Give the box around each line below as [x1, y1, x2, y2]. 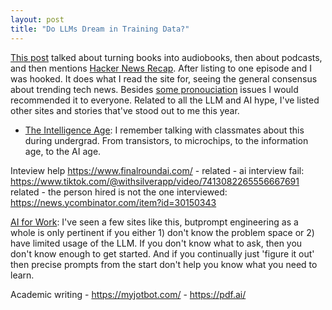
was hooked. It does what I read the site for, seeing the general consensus [10, 72, 318, 85]
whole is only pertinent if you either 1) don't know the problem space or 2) [10, 226, 315, 238]
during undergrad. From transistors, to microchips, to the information [24, 134, 309, 146]
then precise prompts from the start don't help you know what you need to [10, 258, 318, 270]
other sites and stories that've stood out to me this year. [10, 104, 240, 116]
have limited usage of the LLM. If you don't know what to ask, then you [10, 237, 303, 249]
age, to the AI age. [24, 145, 102, 157]
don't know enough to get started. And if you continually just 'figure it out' [10, 247, 315, 260]
